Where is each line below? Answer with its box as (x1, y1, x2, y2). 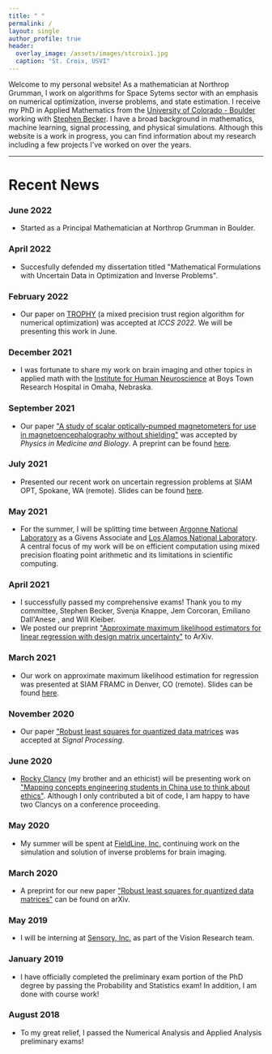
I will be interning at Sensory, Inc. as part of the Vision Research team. (19, 933, 255, 943)
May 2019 (8, 914, 49, 926)
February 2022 (8, 290, 69, 302)
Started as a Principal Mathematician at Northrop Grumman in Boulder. (19, 223, 256, 233)
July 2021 (8, 458, 48, 470)
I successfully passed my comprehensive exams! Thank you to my (19, 597, 242, 607)
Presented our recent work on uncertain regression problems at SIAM (19, 476, 253, 487)
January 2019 (8, 953, 64, 965)
